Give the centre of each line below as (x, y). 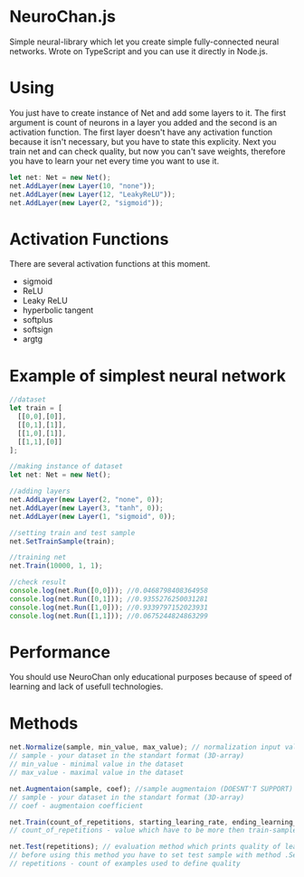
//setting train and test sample (72, 533)
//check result (38, 582)
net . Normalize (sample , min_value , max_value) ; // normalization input (145, 748)
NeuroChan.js (62, 17)
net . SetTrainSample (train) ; (62, 541)
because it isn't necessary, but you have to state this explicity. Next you (143, 141)
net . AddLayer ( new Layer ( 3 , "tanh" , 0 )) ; (87, 508)
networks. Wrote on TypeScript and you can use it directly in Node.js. (139, 51)
